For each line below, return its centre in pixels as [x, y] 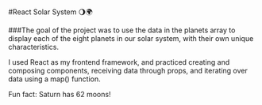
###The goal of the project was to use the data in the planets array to [122, 30]
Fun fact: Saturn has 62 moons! [60, 94]
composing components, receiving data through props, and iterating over [128, 71]
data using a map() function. [54, 79]
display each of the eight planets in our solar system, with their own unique [131, 38]
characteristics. [34, 47]
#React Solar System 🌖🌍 [50, 12]
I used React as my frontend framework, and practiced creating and [119, 62]
